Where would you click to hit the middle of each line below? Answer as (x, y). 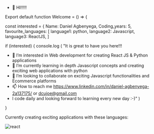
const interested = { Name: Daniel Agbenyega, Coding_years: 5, (68, 26)
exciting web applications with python (50, 71)
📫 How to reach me (32, 86)
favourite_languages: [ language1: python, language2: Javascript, (70, 31)
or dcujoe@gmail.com (55, 93)
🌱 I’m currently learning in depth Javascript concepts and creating (78, 66)
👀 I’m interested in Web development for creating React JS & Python (80, 55)
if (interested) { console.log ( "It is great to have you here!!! (64, 46)
